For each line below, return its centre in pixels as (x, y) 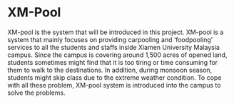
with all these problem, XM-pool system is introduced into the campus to (114, 85)
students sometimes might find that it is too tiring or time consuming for (113, 62)
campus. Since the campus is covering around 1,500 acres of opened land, (117, 55)
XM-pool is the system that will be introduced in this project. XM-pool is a (116, 32)
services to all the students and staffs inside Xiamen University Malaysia (113, 47)
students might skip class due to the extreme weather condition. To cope (115, 77)
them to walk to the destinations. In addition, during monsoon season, (110, 70)
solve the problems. (36, 93)
